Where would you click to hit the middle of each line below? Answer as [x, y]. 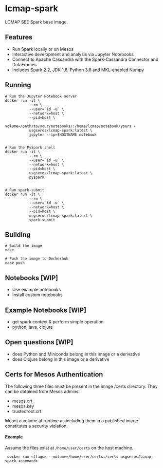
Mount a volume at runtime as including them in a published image [72, 421]
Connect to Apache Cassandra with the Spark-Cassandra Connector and [85, 59]
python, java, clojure [32, 327]
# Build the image [24, 246]
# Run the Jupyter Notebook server [41, 96]
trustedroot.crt [27, 411]
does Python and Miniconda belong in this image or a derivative [76, 354]
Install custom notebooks [37, 295]
